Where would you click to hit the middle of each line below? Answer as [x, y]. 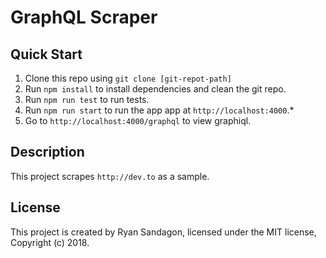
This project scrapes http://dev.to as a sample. [110, 176]
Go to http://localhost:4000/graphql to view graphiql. [138, 120]
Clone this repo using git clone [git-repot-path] [128, 78]
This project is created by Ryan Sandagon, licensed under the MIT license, [163, 232]
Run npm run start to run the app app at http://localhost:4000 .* [159, 110]
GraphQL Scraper [84, 17]
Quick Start [46, 54]
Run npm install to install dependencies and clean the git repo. [155, 89]
